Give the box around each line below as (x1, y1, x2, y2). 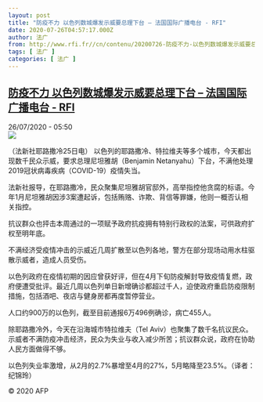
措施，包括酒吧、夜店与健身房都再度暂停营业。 (8, 291, 159, 300)
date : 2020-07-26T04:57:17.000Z (8, 26, 113, 34)
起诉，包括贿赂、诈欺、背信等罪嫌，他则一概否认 (83, 192, 242, 201)
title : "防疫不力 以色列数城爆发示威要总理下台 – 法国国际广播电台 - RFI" (8, 19, 227, 27)
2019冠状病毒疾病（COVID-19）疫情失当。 (8, 165, 145, 175)
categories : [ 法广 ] (8, 56, 77, 63)
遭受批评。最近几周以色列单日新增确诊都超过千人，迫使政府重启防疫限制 (21, 281, 255, 291)
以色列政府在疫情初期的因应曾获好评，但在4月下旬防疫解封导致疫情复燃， (8, 271, 247, 281)
